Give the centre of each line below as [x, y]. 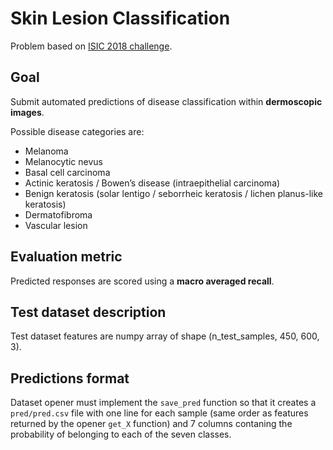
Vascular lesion [56, 225]
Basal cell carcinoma [67, 172]
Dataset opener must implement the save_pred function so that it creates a [163, 403]
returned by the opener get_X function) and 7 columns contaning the [151, 424]
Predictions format [70, 378]
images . [27, 112]
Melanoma [46, 151]
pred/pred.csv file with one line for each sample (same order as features [159, 413]
